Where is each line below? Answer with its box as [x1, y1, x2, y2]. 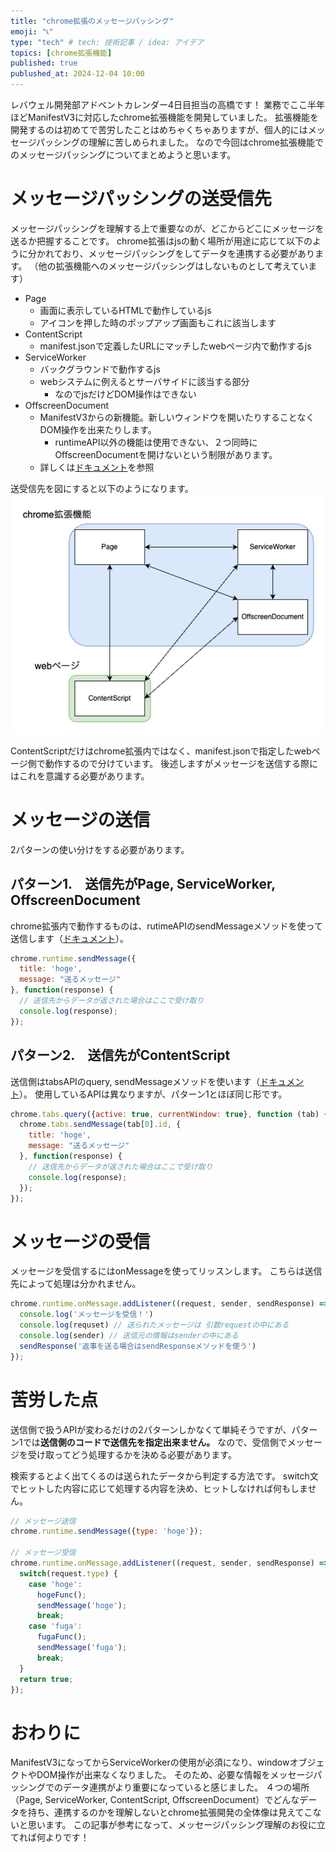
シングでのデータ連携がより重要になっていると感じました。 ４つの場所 [18, 1781, 310, 1794]
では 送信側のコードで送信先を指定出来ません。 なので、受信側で [22, 1436, 288, 1448]
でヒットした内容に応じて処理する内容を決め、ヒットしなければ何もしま [10, 1482, 308, 1494]
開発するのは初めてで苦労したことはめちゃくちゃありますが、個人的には [10, 124, 308, 135]
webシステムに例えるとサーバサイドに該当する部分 [39, 375, 250, 387]
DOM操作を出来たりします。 [39, 423, 157, 435]
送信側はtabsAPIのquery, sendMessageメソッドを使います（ [10, 1075, 261, 1087]
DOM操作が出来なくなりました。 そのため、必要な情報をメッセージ [36, 1769, 314, 1781]
